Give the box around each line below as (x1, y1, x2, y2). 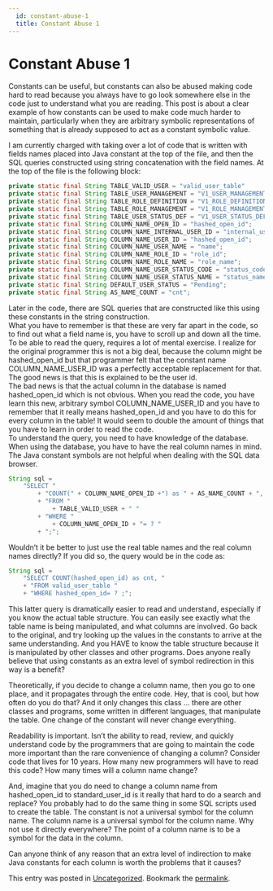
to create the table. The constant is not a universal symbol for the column (8, 807, 253, 817)
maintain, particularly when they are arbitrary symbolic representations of (8, 116, 255, 126)
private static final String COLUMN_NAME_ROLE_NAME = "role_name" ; (8, 258, 242, 266)
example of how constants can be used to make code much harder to (8, 108, 241, 117)
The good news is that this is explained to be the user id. (8, 372, 197, 382)
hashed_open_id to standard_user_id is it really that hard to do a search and (8, 790, 262, 800)
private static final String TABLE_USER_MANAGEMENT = (8, 190, 195, 198)
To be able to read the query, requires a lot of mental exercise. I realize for (8, 337, 257, 347)
